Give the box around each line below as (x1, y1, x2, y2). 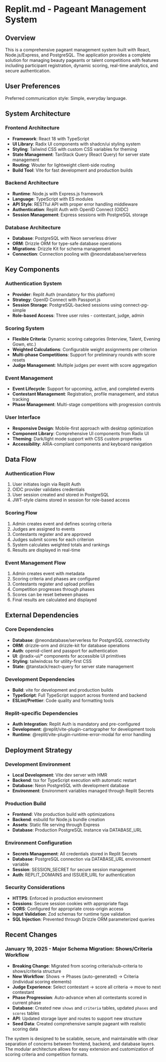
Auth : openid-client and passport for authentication (12, 648, 118, 654)
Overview (5, 34, 36, 42)
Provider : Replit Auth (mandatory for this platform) (12, 291, 115, 297)
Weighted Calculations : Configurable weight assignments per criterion (12, 347, 157, 353)
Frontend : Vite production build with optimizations (12, 811, 115, 817)
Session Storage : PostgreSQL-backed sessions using (12, 302, 122, 308)
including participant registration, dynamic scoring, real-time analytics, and (5, 63, 158, 68)
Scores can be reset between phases (12, 591, 88, 597)
